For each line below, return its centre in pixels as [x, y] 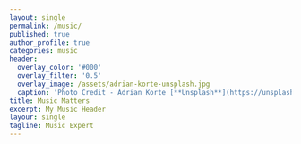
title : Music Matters [50, 101]
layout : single [38, 17]
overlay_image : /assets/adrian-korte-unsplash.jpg [114, 84]
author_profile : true [50, 42]
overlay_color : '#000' [60, 68]
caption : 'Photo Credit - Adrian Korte [92, 92]
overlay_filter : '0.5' [60, 76]
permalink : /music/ [46, 26]
